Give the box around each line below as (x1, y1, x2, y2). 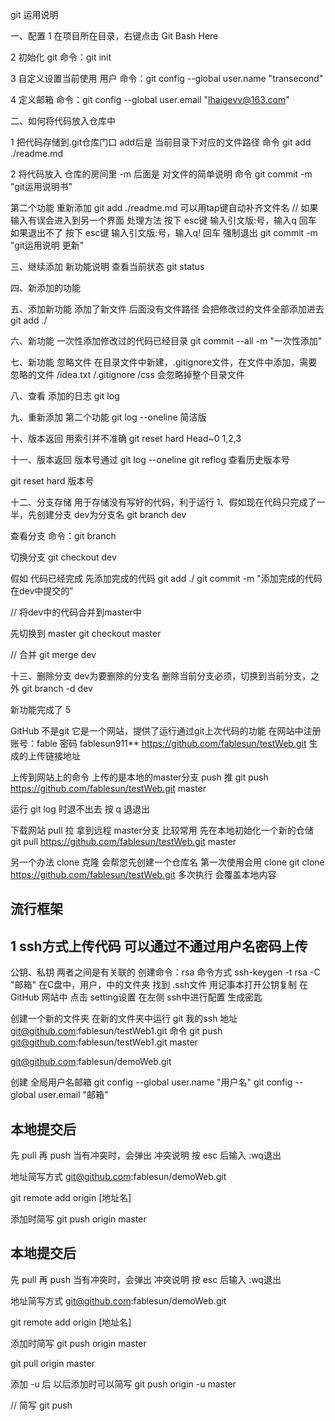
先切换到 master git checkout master (10, 628, 162, 639)
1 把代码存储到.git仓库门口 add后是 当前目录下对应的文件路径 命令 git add (10, 136, 312, 148)
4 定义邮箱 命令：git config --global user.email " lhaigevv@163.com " (10, 94, 290, 105)
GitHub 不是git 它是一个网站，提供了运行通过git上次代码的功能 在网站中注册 (10, 725, 322, 737)
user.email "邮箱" (38, 1089, 109, 1101)
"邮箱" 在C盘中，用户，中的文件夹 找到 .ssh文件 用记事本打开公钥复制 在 (10, 979, 309, 991)
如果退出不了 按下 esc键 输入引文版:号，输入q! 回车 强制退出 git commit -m (10, 227, 318, 238)
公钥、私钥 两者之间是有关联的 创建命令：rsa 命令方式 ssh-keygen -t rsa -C (10, 966, 321, 978)
